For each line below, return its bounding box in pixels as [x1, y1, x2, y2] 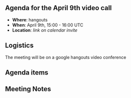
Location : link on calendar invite [12, 27, 78, 33]
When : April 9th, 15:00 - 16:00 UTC [12, 22, 84, 28]
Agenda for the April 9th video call [5, 4, 112, 12]
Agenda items [5, 68, 49, 77]
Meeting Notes [5, 85, 51, 93]
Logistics [5, 41, 34, 50]
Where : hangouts [12, 17, 48, 22]
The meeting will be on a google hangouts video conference [5, 54, 126, 60]
